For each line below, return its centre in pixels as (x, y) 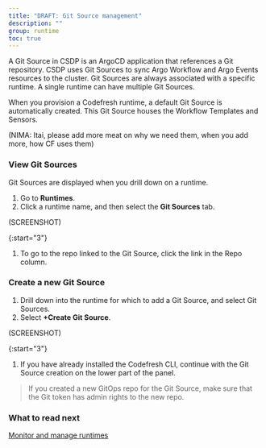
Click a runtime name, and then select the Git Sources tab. (117, 206)
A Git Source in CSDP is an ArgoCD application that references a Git (121, 61)
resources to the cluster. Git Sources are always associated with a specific (132, 78)
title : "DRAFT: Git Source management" (75, 16)
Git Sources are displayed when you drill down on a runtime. (108, 182)
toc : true (25, 38)
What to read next (44, 417)
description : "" (35, 23)
